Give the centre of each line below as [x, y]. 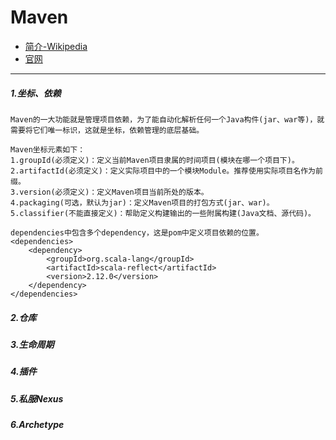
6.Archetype [37, 424]
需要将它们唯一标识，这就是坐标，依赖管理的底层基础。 [107, 130]
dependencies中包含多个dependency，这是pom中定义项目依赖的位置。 [137, 232]
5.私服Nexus [37, 398]
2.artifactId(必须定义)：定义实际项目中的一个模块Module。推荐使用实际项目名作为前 [166, 171]
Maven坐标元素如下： [48, 149]
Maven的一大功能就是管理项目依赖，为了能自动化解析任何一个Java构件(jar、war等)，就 [167, 119]
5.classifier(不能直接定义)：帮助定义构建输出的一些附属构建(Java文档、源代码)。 [163, 213]
